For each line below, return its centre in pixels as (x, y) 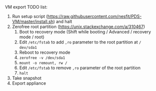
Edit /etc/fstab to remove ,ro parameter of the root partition (80, 68)
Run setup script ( (30, 16)
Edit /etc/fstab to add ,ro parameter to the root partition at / (80, 42)
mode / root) (32, 37)
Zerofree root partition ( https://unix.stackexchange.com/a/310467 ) (78, 27)
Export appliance (29, 83)
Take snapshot (27, 78)
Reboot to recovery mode (45, 52)
